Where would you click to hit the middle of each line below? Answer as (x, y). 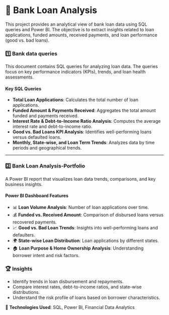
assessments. (20, 77)
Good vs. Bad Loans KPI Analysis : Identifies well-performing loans (82, 132)
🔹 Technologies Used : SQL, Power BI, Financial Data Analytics (70, 307)
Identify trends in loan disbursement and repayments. (68, 282)
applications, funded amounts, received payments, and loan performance (81, 35)
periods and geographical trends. (47, 148)
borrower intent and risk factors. (46, 255)
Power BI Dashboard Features (37, 196)
